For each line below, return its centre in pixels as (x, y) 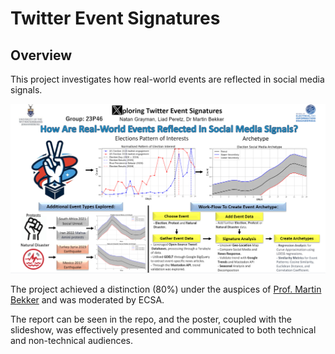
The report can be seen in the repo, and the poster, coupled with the (151, 319)
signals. (26, 90)
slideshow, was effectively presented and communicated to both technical (163, 330)
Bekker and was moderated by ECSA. (87, 300)
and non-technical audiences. (72, 341)
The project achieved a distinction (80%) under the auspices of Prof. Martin (166, 289)
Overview (41, 55)
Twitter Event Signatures (115, 18)
